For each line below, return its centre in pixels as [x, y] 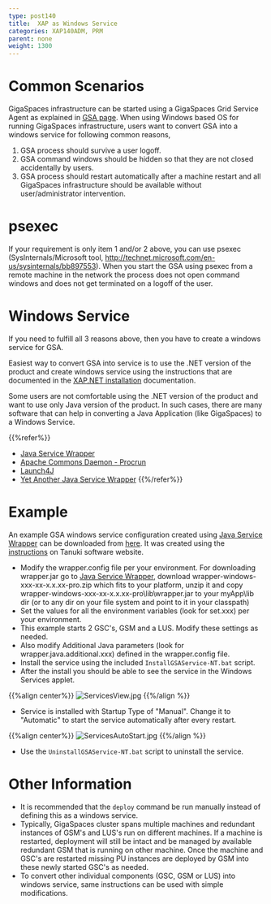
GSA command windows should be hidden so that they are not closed [137, 159]
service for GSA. [36, 347]
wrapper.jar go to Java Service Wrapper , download [105, 576]
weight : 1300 [30, 46]
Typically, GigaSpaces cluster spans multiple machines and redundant [138, 824]
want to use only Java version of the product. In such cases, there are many [135, 404]
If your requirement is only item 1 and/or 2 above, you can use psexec [125, 249]
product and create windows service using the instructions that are [120, 371]
